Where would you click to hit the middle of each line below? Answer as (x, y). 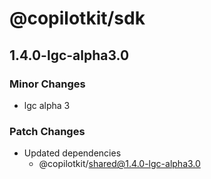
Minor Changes (47, 84)
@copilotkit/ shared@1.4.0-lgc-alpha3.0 (119, 164)
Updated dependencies (72, 153)
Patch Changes (47, 131)
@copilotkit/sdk (77, 18)
